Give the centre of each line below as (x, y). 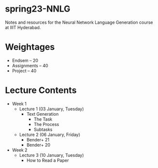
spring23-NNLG (38, 9)
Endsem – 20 (25, 60)
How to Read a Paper (48, 160)
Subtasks (43, 129)
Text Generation (43, 114)
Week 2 (20, 150)
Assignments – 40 (30, 65)
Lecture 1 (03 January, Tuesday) (51, 109)
